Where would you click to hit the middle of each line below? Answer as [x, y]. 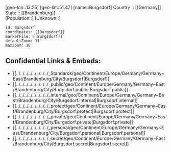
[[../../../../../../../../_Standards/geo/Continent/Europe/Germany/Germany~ [89, 73]
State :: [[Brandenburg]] [30, 13]
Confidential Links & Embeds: [53, 61]
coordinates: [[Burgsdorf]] [35, 32]
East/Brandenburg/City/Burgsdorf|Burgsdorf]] [61, 79]
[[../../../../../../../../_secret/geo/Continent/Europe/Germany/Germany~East [89, 138]
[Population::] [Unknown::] [33, 18]
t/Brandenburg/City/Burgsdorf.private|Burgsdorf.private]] [73, 122]
